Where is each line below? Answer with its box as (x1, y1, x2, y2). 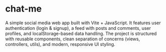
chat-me (5, 3, 42, 15)
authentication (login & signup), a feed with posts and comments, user (5, 25, 151, 31)
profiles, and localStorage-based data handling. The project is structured (5, 30, 157, 36)
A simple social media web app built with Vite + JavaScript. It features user (5, 20, 161, 26)
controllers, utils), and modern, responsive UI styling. (5, 41, 116, 47)
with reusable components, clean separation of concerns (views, (5, 36, 140, 42)
